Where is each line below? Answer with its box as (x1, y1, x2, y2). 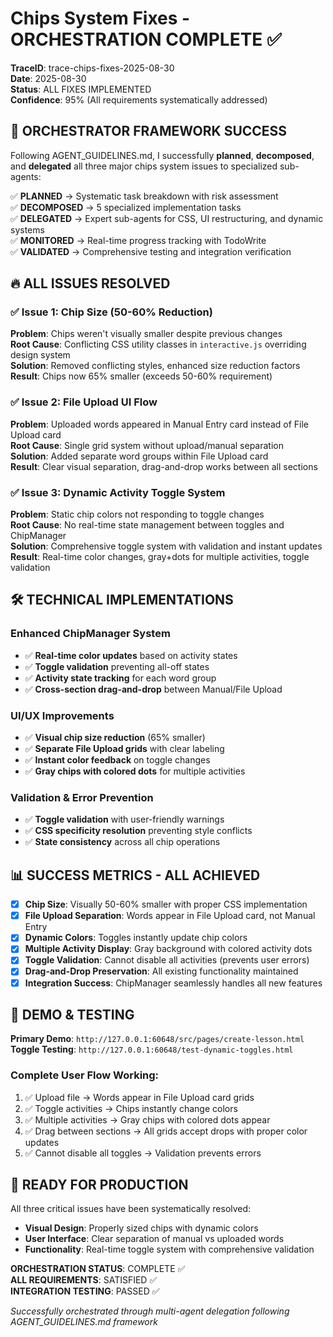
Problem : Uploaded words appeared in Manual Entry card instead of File (10, 418, 310, 430)
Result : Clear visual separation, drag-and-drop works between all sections (10, 460, 318, 472)
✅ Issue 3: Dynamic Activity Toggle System (10, 485, 226, 499)
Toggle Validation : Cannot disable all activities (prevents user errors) (24, 954, 310, 966)
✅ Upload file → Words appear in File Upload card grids (24, 1091, 255, 1103)
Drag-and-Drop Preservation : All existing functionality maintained (24, 965, 299, 977)
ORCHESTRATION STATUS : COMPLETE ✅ (10, 1263, 186, 1275)
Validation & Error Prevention (10, 790, 154, 804)
